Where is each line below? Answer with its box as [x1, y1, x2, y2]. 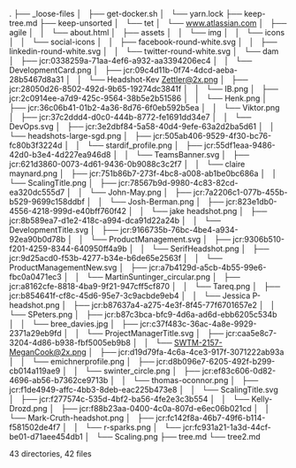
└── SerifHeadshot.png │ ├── [151, 243, 269, 254]
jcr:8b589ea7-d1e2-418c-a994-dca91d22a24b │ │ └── [9, 215, 221, 226]
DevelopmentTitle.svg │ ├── [9, 225, 119, 234]
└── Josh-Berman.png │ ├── [109, 196, 224, 207]
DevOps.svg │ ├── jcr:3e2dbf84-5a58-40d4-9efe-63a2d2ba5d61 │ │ [9, 121, 276, 132]
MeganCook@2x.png [9, 347, 87, 357]
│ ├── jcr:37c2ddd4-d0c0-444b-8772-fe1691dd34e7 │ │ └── [9, 111, 252, 122]
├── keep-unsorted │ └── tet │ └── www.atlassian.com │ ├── [39, 18, 287, 28]
